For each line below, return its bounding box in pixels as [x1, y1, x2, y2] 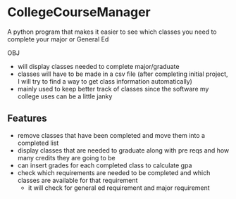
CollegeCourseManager [7, 4, 151, 20]
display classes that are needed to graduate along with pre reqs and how [17, 146, 230, 155]
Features [7, 113, 47, 124]
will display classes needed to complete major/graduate [17, 62, 180, 70]
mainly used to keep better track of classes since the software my [17, 84, 209, 93]
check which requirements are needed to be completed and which [17, 168, 211, 176]
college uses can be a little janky [17, 92, 113, 101]
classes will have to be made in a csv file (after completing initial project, [17, 70, 228, 78]
